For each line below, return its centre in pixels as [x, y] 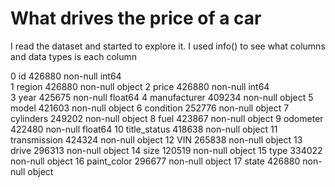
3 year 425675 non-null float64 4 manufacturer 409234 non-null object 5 [162, 97]
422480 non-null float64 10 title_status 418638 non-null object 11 [144, 129]
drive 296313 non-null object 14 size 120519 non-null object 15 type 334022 [166, 150]
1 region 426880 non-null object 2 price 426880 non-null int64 [140, 86]
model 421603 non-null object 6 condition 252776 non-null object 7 [150, 108]
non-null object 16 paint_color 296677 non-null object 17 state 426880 [155, 161]
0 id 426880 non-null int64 [66, 76]
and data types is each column [73, 56]
